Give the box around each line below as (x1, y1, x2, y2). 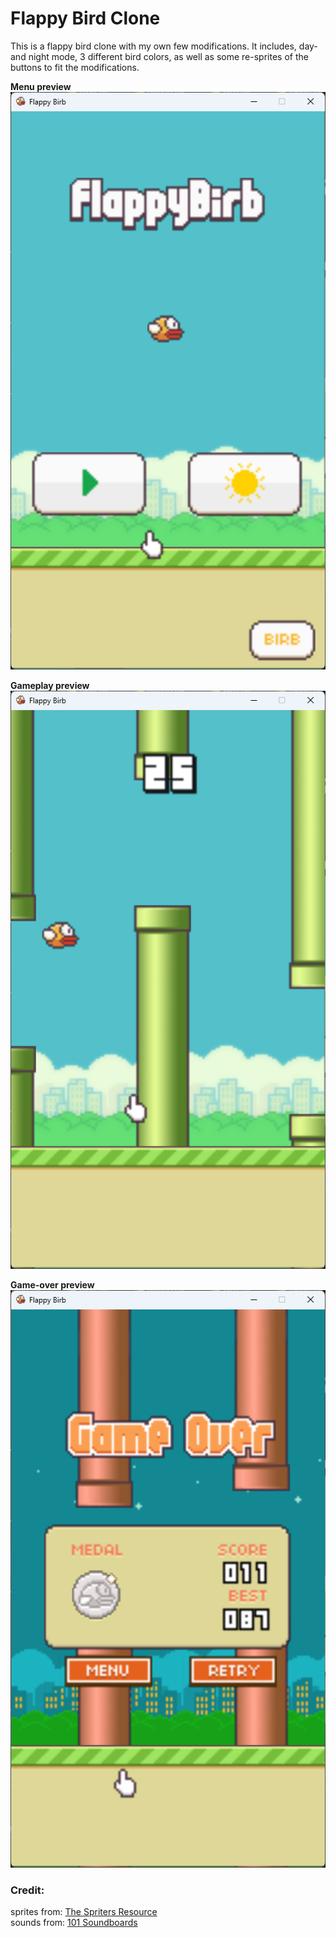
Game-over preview (10, 1278, 95, 1291)
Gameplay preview (10, 680, 90, 692)
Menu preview (10, 80, 72, 92)
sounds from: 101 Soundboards (10, 1917, 138, 1929)
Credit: (10, 1883, 45, 1897)
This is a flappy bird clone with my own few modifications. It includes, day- (10, 40, 318, 52)
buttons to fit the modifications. (10, 61, 140, 73)
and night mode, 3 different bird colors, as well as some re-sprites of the (10, 50, 309, 62)
